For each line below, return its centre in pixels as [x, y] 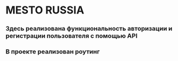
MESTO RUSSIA [45, 10]
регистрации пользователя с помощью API [71, 36]
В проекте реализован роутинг [53, 52]
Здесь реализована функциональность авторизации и [89, 29]
